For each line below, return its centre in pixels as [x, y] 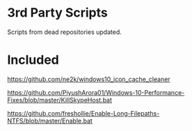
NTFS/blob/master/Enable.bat [50, 121]
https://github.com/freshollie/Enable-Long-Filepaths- [83, 113]
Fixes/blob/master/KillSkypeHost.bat [60, 100]
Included [33, 60]
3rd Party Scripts [57, 13]
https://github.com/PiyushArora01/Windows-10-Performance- [96, 92]
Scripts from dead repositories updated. [64, 32]
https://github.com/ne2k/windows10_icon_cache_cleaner [89, 79]
